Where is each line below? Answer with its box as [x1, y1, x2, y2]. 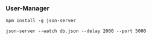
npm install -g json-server [5, 18, 77, 24]
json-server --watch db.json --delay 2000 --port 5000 [5, 28, 147, 34]
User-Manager [5, 4, 49, 13]
